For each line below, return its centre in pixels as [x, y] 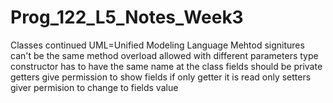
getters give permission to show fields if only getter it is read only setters [161, 77]
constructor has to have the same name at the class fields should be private [166, 66]
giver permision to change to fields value [94, 87]
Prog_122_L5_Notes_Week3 [127, 17]
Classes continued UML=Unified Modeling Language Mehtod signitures [157, 45]
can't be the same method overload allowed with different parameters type [164, 55]
